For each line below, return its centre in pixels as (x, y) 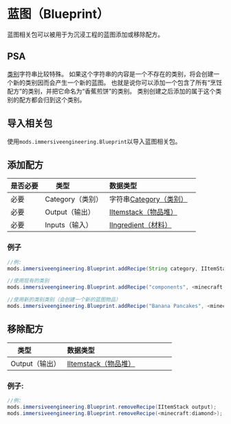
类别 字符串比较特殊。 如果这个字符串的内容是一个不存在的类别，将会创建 (110, 74)
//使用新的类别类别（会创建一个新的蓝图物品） (64, 300)
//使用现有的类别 (28, 281)
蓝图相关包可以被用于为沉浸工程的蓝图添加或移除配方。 (85, 34)
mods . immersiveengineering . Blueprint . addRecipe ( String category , (102, 269)
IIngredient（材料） (140, 225)
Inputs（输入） (69, 225)
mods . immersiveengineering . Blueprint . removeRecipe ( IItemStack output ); (112, 407)
